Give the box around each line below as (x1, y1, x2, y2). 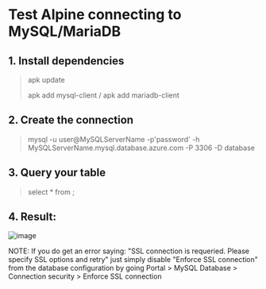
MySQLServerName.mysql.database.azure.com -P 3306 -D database (27, 143, 256, 152)
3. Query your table (8, 166, 106, 179)
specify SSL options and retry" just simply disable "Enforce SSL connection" (8, 255, 258, 264)
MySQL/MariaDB (8, 22, 121, 40)
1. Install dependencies (8, 54, 125, 67)
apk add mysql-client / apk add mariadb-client (27, 91, 180, 100)
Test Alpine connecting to (8, 6, 182, 24)
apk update (27, 75, 65, 84)
